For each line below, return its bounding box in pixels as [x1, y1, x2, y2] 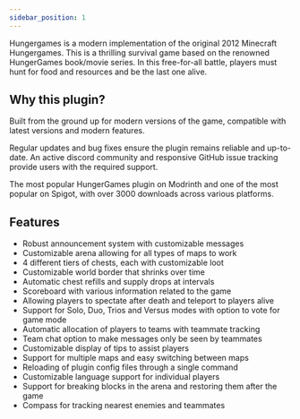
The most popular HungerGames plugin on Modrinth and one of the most [9, 179, 279, 190]
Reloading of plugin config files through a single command [21, 362, 239, 372]
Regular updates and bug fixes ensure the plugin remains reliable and [9, 142, 266, 153]
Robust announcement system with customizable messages [21, 238, 244, 249]
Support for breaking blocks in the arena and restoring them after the [21, 381, 278, 392]
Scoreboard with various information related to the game [21, 286, 232, 296]
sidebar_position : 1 [9, 13, 87, 22]
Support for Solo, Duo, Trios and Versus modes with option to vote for [21, 305, 280, 316]
